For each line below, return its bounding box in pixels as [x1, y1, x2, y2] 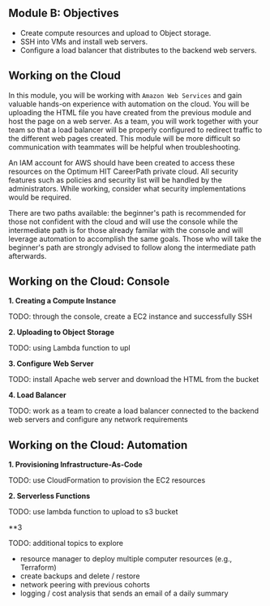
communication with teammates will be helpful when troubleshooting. [8, 142, 241, 152]
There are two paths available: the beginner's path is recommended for [8, 208, 246, 217]
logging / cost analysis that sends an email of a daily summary [19, 588, 229, 599]
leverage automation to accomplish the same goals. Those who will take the [8, 234, 262, 243]
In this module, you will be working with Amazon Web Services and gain [8, 90, 242, 100]
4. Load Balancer [8, 390, 66, 400]
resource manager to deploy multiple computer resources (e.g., [19, 554, 233, 564]
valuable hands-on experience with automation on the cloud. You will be [8, 99, 250, 109]
